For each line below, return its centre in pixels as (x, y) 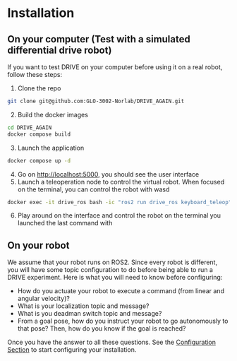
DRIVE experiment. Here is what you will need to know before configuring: (115, 278)
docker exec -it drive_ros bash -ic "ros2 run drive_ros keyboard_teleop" (120, 202)
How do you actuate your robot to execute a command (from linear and (121, 291)
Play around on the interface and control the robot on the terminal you (119, 215)
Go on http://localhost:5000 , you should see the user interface (108, 174)
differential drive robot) (60, 50)
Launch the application (51, 148)
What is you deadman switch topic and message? (90, 314)
